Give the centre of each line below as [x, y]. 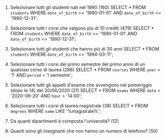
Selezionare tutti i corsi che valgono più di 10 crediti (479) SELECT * [82, 28]
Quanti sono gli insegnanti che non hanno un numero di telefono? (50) [84, 131]
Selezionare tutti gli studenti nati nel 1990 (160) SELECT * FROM [78, 7]
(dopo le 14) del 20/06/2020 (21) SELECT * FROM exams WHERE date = [85, 90]
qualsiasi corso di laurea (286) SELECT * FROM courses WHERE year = [85, 69]
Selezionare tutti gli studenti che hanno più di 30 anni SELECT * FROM [85, 49]
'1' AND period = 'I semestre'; [41, 75]
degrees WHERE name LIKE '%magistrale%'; [56, 111]
